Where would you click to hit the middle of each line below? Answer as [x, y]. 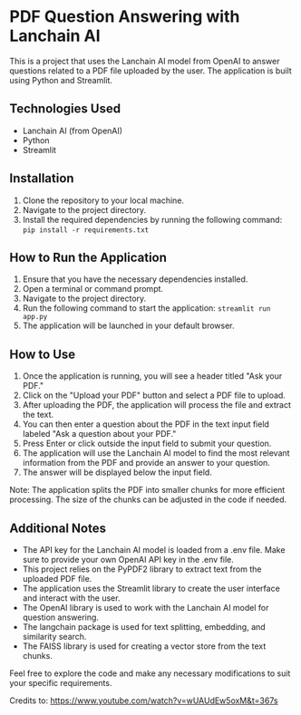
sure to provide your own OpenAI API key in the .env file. [128, 560]
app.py [35, 317]
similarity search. [54, 637]
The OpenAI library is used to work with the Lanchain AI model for [146, 608]
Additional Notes [58, 528]
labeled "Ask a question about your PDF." [99, 434]
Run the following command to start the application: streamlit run [146, 308]
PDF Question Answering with [125, 17]
